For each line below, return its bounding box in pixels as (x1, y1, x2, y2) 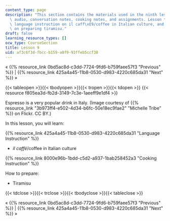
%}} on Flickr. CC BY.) (5, 110, 52, 117)
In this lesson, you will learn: (5, 120, 64, 126)
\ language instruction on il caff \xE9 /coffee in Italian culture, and (10, 21, 164, 27)
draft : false (5, 31, 33, 36)
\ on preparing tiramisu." (10, 26, 67, 31)
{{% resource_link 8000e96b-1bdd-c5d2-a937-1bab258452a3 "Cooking (5, 155, 157, 161)
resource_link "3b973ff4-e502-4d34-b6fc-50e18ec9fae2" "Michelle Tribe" (5, 105, 162, 111)
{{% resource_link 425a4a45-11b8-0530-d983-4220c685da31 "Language (5, 130, 160, 136)
